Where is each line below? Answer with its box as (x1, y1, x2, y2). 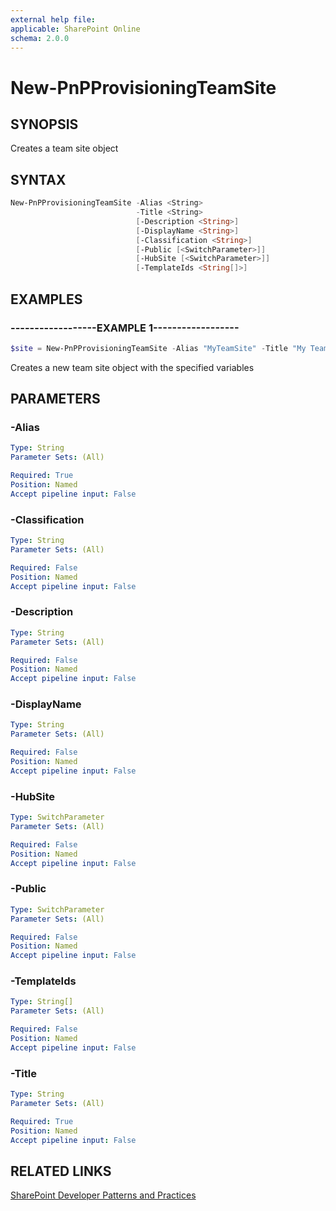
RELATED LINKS (10, 1162, 112, 1180)
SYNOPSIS (10, 116, 79, 133)
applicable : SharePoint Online (10, 24, 141, 34)
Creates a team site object (10, 142, 119, 155)
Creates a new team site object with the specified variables (10, 361, 255, 373)
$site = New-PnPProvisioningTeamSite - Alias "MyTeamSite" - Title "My (10, 343, 307, 353)
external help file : (10, 14, 97, 25)
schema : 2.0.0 (10, 33, 70, 43)
